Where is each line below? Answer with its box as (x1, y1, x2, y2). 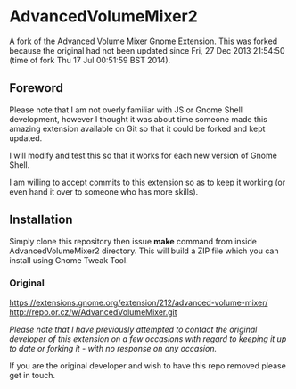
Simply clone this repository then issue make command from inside (9, 236, 257, 246)
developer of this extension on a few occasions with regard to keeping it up (9, 333, 287, 344)
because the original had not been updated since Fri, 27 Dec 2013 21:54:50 (9, 45, 285, 55)
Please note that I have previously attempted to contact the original (9, 324, 258, 335)
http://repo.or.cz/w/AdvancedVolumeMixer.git (9, 306, 177, 318)
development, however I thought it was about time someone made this (9, 113, 267, 124)
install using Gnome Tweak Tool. (9, 254, 128, 265)
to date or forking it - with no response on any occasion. (9, 343, 217, 353)
